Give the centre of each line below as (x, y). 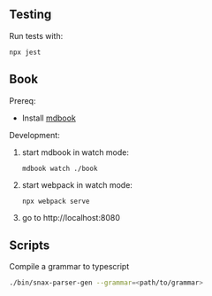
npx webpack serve (56, 201)
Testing (30, 15)
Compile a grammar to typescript (69, 267)
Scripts (30, 246)
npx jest (25, 52)
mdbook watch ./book (60, 168)
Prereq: (23, 100)
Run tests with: (36, 35)
